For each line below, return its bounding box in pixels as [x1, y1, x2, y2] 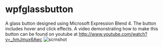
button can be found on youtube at [5, 31, 78, 37]
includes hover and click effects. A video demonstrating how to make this [5, 25, 158, 31]
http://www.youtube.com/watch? [78, 31, 148, 37]
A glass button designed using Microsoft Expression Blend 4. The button [5, 20, 156, 26]
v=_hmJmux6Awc [5, 36, 43, 42]
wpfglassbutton [5, 4, 73, 15]
